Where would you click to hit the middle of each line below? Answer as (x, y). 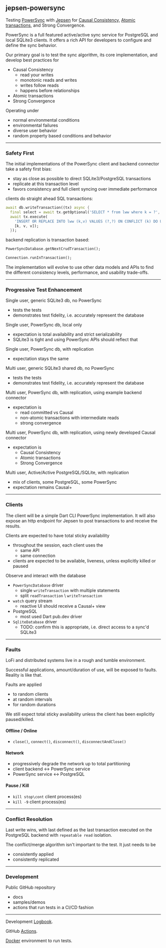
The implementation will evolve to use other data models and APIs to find (80, 267)
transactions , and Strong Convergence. (46, 25)
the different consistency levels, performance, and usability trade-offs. (77, 272)
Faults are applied (24, 685)
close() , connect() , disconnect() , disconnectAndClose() (69, 742)
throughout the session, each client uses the (58, 545)
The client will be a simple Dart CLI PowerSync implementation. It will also (81, 515)
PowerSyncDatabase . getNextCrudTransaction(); (53, 249)
